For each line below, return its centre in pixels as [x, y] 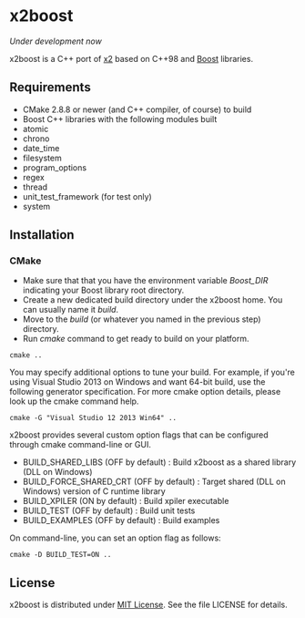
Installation [42, 235]
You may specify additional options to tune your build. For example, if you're [152, 372]
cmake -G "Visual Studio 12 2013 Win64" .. [93, 418]
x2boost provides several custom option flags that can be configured [139, 435]
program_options [55, 167]
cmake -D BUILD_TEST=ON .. [61, 555]
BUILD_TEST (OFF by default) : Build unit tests [109, 510]
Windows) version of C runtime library [94, 491]
